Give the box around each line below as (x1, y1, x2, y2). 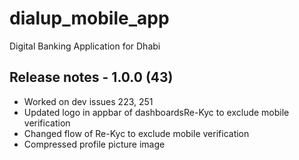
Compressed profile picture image (23, 138, 166, 150)
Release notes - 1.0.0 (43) (9, 69, 174, 86)
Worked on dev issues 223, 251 (23, 95, 154, 107)
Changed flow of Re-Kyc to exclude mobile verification (23, 127, 250, 139)
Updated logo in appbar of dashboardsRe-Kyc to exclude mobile (23, 106, 290, 118)
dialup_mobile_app (9, 7, 170, 30)
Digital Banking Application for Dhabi (9, 40, 161, 52)
